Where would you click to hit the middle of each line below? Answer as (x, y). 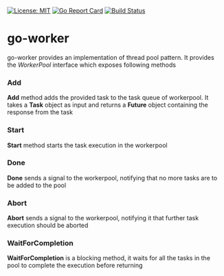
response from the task (40, 112)
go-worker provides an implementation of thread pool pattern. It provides (111, 57)
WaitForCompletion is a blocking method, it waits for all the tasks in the (109, 258)
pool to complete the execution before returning (75, 266)
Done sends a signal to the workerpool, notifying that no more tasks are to (112, 178)
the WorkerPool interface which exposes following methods (92, 65)
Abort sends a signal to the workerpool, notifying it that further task (103, 218)
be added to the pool (37, 185)
